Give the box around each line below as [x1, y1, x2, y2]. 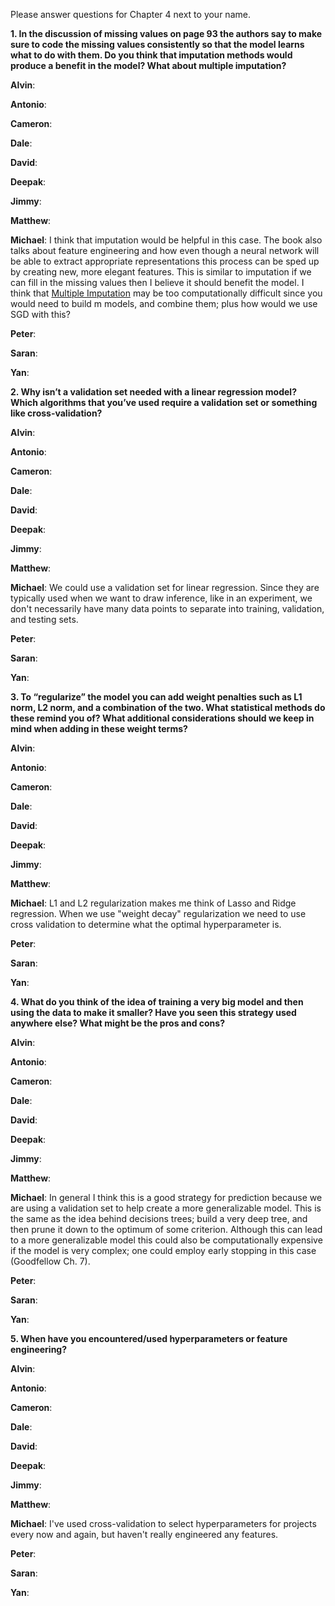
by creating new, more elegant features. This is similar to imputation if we [10, 266, 312, 278]
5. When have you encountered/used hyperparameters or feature [10, 1333, 288, 1344]
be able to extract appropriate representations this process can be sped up [10, 255, 320, 267]
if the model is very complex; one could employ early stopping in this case [10, 1245, 317, 1256]
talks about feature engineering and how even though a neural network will [10, 245, 320, 256]
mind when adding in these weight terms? [10, 723, 188, 734]
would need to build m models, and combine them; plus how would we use [10, 298, 318, 309]
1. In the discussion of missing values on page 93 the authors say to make [10, 28, 323, 39]
